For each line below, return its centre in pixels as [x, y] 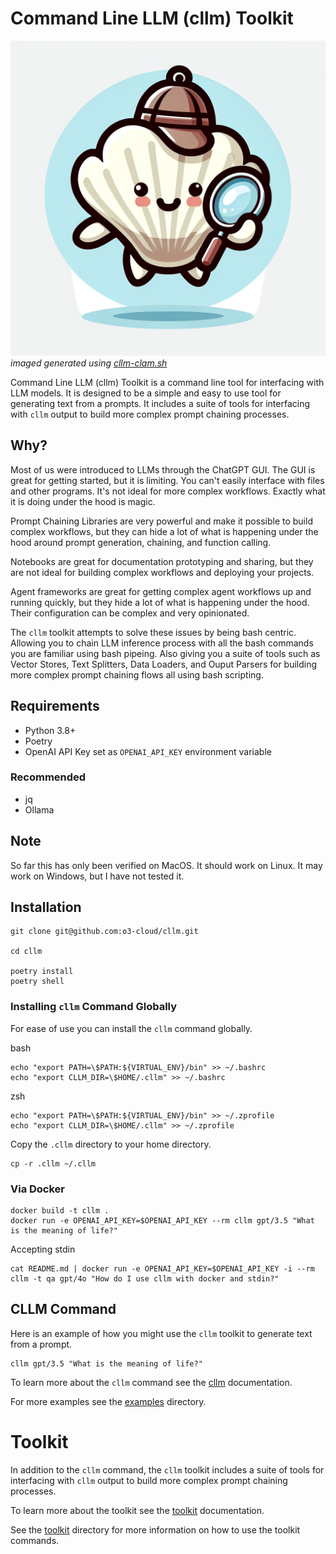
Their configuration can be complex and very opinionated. [130, 613]
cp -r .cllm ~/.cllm [53, 1163]
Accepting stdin [43, 1249]
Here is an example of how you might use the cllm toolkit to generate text [161, 1333]
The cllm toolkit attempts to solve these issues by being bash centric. [153, 632]
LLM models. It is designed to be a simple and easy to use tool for [146, 393]
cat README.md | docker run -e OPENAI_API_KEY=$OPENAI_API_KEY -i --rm [162, 1269]
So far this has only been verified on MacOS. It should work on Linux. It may [166, 865]
